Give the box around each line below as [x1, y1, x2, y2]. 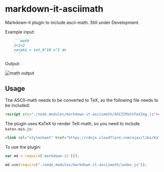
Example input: [5, 29, 35, 35]
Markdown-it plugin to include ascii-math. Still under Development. [5, 19, 140, 25]
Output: [5, 61, 20, 67]
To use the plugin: [5, 144, 41, 150]
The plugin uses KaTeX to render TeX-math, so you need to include [5, 121, 140, 127]
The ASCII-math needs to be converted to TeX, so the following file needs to [5, 97, 159, 103]
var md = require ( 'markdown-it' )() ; [5, 153, 80, 158]
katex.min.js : [5, 126, 33, 132]
